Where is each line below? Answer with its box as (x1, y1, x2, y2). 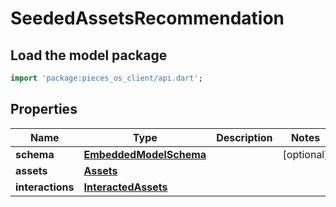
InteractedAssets (83, 180, 168, 194)
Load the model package (10, 47, 168, 64)
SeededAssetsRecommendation (10, 7, 285, 30)
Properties (10, 101, 78, 118)
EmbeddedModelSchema (83, 147, 207, 161)
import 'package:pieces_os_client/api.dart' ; (10, 73, 203, 83)
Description (216, 130, 273, 144)
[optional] (282, 147, 329, 161)
